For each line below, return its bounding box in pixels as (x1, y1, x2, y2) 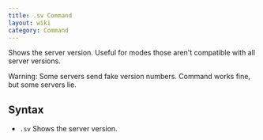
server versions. (8, 56, 61, 66)
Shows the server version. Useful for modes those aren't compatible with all (8, 48, 255, 58)
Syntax (8, 103, 44, 116)
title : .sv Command (8, 11, 73, 20)
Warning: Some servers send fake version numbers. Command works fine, (8, 72, 251, 81)
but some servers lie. (8, 80, 77, 89)
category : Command (8, 26, 69, 34)
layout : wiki (8, 19, 51, 27)
